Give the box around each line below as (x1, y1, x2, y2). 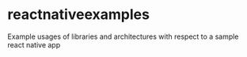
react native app (7, 40, 61, 49)
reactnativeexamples (7, 6, 150, 24)
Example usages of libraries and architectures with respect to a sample (7, 32, 239, 41)
